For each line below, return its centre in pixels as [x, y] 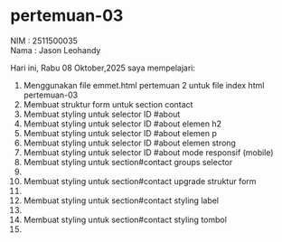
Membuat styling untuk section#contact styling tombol [125, 219]
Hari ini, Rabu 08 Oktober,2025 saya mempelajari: [103, 68]
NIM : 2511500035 [44, 41]
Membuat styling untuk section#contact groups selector [128, 162]
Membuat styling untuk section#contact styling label [121, 200]
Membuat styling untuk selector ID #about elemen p [120, 133]
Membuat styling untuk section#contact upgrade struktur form [140, 181]
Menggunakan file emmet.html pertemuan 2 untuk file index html [144, 85]
